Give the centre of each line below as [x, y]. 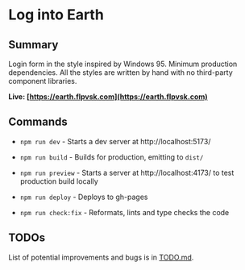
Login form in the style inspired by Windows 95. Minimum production [123, 64]
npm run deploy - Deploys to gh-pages [84, 197]
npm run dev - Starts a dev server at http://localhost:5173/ [115, 141]
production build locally [59, 181]
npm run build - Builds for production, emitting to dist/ [112, 157]
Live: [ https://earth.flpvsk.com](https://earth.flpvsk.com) [108, 97]
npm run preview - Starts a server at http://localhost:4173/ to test [127, 172]
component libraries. [43, 81]
